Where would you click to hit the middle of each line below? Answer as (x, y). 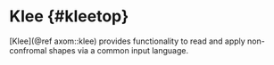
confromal (28, 50)
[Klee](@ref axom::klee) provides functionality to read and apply (127, 41)
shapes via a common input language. (119, 50)
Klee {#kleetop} (69, 16)
